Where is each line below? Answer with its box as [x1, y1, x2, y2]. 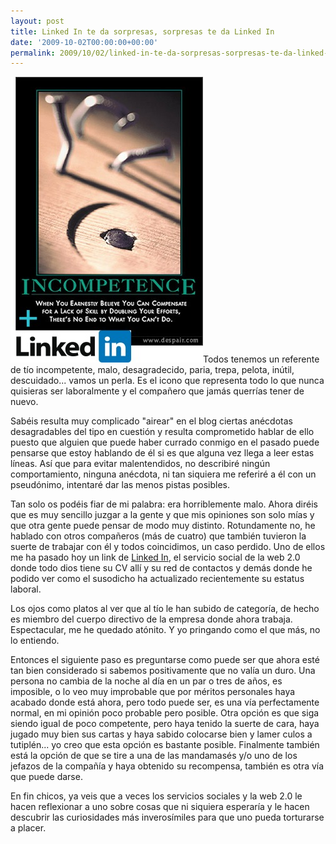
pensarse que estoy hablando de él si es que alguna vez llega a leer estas [10, 447, 315, 459]
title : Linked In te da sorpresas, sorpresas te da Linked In [10, 26, 275, 37]
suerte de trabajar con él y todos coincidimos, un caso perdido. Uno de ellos [10, 541, 326, 553]
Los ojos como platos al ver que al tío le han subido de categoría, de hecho [10, 603, 320, 615]
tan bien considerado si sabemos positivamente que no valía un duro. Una [10, 665, 316, 677]
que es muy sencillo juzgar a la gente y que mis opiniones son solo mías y [10, 509, 315, 521]
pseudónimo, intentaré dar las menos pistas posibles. [10, 479, 230, 491]
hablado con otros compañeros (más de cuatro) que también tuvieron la [10, 530, 307, 542]
